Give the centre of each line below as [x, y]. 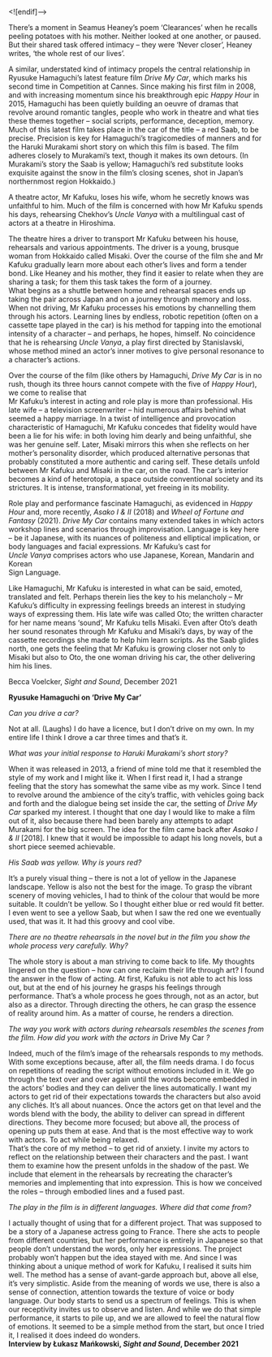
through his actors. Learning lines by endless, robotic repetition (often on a [133, 316]
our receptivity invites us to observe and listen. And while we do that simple [135, 1309]
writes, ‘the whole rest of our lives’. [67, 53]
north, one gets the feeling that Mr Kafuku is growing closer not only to [127, 648]
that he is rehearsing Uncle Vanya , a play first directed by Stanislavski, [126, 342]
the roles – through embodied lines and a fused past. [97, 1191]
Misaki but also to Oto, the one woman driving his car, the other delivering [132, 657]
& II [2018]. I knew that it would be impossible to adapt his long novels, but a [136, 838]
